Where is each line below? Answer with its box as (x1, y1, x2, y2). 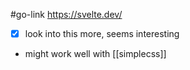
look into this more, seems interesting (24, 28, 180, 39)
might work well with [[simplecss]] (24, 48, 167, 60)
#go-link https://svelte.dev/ (10, 9, 123, 20)
